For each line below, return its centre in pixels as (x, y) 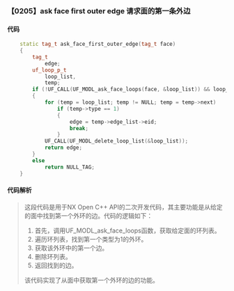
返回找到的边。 (56, 265)
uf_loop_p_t (50, 70)
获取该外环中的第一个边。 (71, 248)
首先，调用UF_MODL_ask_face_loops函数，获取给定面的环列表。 (127, 230)
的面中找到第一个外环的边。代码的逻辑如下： (88, 215)
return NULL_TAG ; (70, 167)
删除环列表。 (53, 256)
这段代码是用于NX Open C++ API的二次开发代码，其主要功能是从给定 (123, 207)
